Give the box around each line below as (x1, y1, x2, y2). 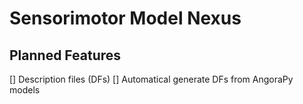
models (9, 84, 41, 96)
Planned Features (9, 47, 122, 64)
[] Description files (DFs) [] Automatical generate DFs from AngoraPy (9, 73, 294, 85)
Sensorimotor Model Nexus (9, 7, 242, 30)
